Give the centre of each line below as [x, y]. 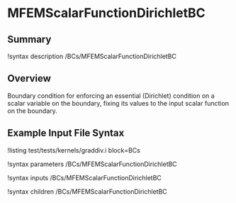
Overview [29, 78]
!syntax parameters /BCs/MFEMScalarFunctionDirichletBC [92, 164]
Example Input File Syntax [66, 133]
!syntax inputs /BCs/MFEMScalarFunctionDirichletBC [84, 177]
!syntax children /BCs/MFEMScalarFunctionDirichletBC [88, 191]
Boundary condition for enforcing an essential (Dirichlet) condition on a [111, 95]
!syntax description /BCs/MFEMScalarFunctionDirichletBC [92, 56]
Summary [29, 39]
